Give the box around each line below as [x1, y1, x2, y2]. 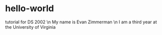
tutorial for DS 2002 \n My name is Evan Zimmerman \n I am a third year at [5, 19, 157, 25]
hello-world [5, 3, 54, 14]
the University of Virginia [5, 24, 56, 30]
